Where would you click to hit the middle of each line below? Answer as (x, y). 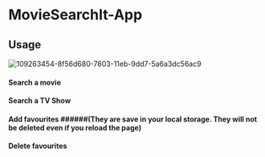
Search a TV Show (40, 101)
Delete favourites (38, 146)
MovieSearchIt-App (75, 15)
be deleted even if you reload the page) (75, 127)
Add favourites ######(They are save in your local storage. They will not (133, 119)
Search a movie (35, 82)
